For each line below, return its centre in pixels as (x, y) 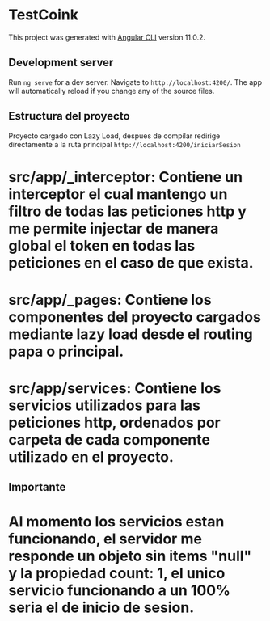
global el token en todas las (102, 245)
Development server (61, 63)
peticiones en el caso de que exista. (131, 262)
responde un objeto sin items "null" (130, 556)
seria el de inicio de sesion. (101, 607)
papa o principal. (66, 351)
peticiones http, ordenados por (114, 423)
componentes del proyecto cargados (135, 317)
